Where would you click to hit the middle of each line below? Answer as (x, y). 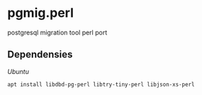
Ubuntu (18, 71)
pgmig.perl (41, 13)
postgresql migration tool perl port (57, 32)
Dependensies (40, 55)
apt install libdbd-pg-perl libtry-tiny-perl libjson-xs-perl (101, 84)
